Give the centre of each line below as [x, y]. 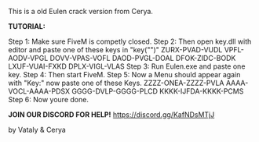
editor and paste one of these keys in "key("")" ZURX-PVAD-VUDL [115, 50]
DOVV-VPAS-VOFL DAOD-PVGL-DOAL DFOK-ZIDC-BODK [143, 58]
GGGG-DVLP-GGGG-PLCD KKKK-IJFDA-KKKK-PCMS [158, 91]
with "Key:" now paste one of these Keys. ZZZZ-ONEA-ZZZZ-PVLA [117, 83]
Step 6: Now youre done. [48, 99]
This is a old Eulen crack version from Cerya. [80, 11]
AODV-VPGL [28, 58]
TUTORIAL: [27, 26]
